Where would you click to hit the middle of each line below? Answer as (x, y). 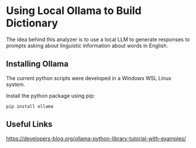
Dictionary (32, 23)
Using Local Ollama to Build (74, 11)
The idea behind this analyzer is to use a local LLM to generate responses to (98, 39)
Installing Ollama (37, 64)
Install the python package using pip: (51, 95)
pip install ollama (30, 106)
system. (16, 84)
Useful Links (29, 124)
